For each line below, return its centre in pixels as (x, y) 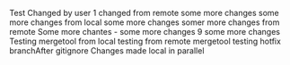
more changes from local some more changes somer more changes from (145, 22)
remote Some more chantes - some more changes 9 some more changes (145, 32)
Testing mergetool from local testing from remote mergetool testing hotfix (145, 41)
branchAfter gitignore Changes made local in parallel (107, 51)
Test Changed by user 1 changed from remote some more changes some (145, 13)
